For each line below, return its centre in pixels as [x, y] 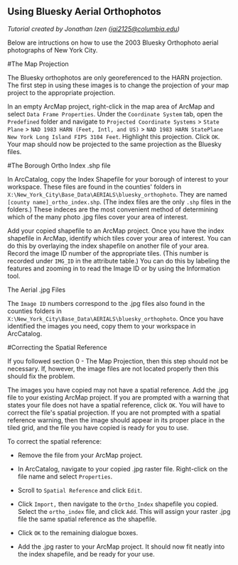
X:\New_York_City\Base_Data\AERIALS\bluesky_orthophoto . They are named [117, 194]
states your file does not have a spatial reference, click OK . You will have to [116, 405]
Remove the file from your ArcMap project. [80, 455]
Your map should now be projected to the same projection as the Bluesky [114, 144]
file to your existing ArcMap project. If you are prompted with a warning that [118, 397]
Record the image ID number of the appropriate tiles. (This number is [108, 253]
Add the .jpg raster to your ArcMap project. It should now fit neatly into [121, 547]
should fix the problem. [41, 376]
